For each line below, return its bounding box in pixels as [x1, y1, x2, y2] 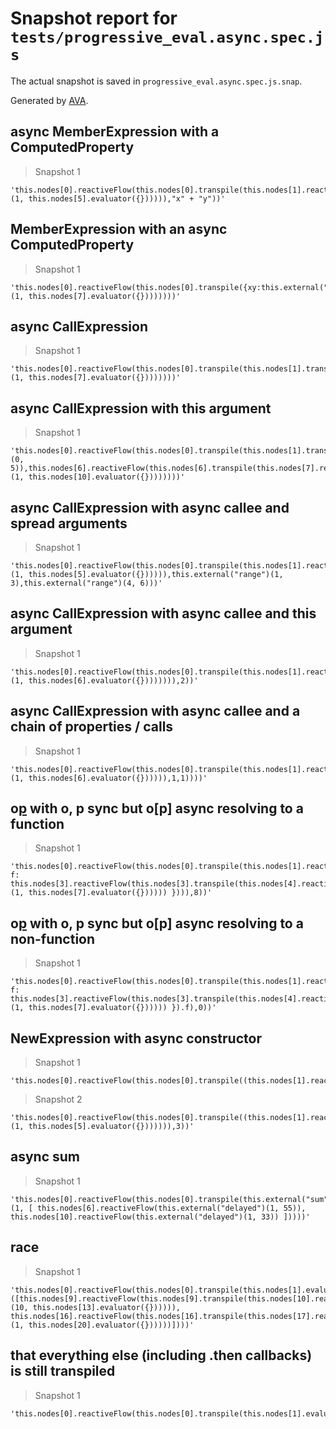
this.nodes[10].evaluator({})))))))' [28, 472, 186, 482]
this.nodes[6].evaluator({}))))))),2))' [28, 675, 199, 686]
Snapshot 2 [34, 1093, 83, 1106]
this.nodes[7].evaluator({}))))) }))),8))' [28, 888, 213, 898]
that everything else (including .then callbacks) [10, 1347, 313, 1364]
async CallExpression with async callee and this [10, 605, 317, 622]
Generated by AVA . [10, 94, 89, 106]
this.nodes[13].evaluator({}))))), [32, 1302, 182, 1312]
